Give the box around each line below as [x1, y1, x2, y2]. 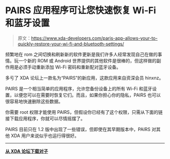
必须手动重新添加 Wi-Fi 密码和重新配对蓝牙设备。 [18, 64, 121, 70]
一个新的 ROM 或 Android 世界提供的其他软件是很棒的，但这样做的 [18, 57, 157, 63]
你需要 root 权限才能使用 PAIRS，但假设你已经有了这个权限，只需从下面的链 [5, 109, 163, 115]
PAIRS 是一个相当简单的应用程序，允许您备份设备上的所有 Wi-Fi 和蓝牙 [5, 85, 153, 91]
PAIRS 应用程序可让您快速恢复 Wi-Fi [5, 5, 156, 16]
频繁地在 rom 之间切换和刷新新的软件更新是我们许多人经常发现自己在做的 [5, 51, 158, 57]
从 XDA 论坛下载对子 [5, 148, 48, 154]
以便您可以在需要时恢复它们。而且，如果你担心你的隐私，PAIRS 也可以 [14, 92, 161, 98]
